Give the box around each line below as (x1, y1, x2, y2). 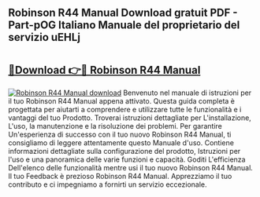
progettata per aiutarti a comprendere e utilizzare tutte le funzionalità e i (8, 105, 242, 114)
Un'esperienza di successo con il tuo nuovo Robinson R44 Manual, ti (8, 130, 232, 139)
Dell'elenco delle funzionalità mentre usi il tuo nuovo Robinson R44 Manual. (8, 163, 254, 172)
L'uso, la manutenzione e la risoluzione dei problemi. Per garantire (8, 122, 223, 130)
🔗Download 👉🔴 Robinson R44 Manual (8, 63, 201, 77)
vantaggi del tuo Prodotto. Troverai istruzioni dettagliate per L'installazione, (8, 113, 252, 122)
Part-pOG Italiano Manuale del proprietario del (8, 19, 240, 32)
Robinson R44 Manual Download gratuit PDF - (8, 6, 238, 20)
